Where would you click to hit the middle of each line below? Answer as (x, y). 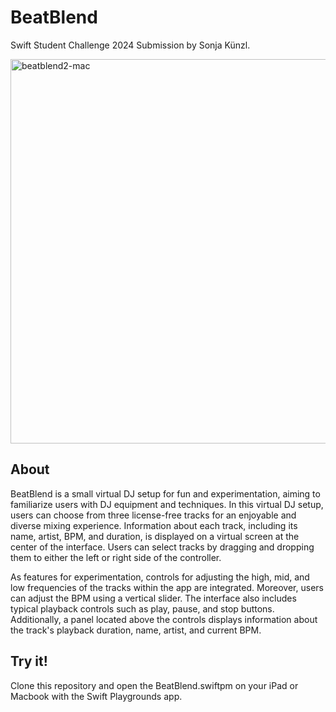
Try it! (29, 661)
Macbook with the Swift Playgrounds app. (96, 696)
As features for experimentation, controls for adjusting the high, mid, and (160, 577)
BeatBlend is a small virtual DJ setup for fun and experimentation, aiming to (165, 493)
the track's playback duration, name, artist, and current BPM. (136, 630)
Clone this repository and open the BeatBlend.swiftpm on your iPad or (154, 685)
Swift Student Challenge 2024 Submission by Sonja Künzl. (130, 45)
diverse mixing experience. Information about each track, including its (154, 525)
